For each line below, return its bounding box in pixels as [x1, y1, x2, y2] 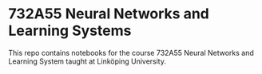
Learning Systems [8, 21, 132, 40]
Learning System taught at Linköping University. [8, 56, 166, 66]
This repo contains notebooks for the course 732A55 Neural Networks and [8, 48, 254, 57]
